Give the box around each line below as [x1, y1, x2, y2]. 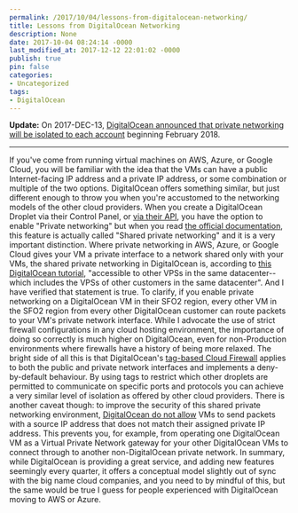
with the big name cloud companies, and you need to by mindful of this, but [9, 476, 286, 486]
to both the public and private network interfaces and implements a [9, 362, 255, 373]
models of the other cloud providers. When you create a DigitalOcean [9, 201, 263, 213]
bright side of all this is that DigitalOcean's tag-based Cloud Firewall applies [9, 352, 286, 364]
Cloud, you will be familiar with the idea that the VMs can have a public [9, 164, 268, 175]
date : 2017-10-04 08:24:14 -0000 [9, 37, 133, 47]
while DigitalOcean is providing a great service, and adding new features [9, 456, 275, 467]
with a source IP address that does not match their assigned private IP [9, 419, 266, 430]
